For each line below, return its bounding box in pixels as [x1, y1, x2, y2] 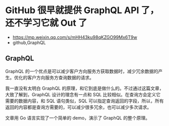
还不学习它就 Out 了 [5, 17, 88, 29]
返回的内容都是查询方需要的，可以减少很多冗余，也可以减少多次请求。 [5, 104, 152, 110]
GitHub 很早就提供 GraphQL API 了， [5, 5, 159, 16]
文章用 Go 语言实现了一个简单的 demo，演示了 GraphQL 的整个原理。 [5, 114, 150, 121]
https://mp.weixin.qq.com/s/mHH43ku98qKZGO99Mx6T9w [12, 34, 138, 40]
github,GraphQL [12, 39, 46, 45]
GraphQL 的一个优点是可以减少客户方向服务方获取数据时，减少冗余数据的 [5, 68, 158, 74]
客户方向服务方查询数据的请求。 [27, 74, 94, 81]
